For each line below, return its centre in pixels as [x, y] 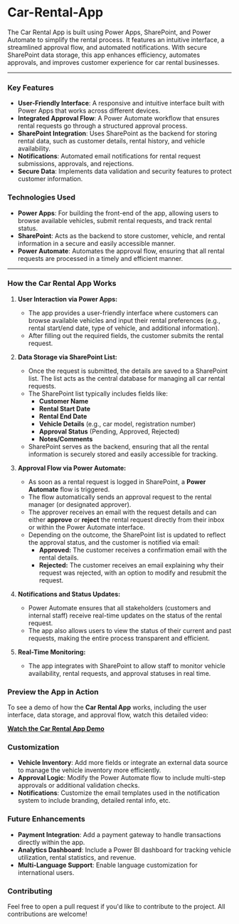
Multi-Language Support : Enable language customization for [107, 865]
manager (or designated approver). [80, 504]
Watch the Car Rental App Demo [56, 729]
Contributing [30, 890]
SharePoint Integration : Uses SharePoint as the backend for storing [117, 133]
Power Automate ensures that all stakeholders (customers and [119, 607]
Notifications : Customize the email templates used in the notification [119, 793]
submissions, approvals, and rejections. [75, 164]
